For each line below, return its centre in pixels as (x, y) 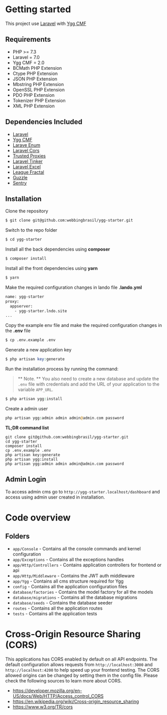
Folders (18, 537)
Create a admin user (27, 408)
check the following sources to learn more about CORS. (64, 680)
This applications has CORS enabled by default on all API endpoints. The (81, 659)
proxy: (12, 301)
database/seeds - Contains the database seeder (63, 602)
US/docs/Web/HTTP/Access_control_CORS (58, 696)
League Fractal (28, 172)
